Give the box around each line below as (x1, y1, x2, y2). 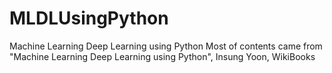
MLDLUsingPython (9, 7, 169, 30)
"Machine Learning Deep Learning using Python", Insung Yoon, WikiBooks (9, 50, 316, 62)
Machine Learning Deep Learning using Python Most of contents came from (9, 40, 323, 52)
